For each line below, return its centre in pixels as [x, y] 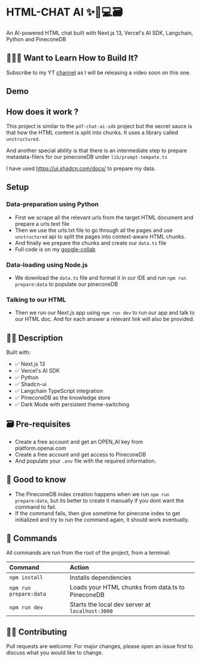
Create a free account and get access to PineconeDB [80, 454]
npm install [26, 578]
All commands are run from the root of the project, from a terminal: [88, 553]
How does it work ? [42, 112]
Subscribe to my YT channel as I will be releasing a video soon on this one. [99, 72]
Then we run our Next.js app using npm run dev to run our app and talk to [105, 313]
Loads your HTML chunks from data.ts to [127, 587]
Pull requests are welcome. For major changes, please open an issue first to [100, 646]
